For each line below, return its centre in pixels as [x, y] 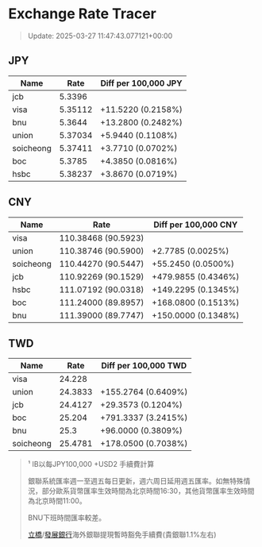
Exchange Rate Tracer [83, 14]
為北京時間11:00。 [57, 501]
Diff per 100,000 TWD [144, 366]
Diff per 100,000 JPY [141, 83]
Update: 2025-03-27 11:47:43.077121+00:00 [100, 36]
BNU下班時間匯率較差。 [66, 518]
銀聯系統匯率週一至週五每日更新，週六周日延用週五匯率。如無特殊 [135, 481]
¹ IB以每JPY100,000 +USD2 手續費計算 [91, 464]
